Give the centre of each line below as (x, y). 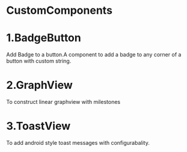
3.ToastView (38, 126)
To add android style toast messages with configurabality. (78, 143)
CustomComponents (60, 11)
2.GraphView (40, 85)
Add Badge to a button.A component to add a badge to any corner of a (94, 55)
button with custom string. (39, 61)
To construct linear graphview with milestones (63, 102)
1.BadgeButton (44, 38)
